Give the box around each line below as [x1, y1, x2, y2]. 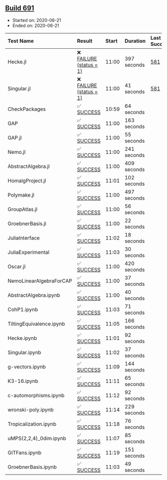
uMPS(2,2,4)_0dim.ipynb [7, 435, 66, 442]
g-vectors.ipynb [7, 363, 46, 370]
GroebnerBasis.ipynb [7, 463, 57, 470]
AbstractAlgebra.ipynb [7, 291, 61, 298]
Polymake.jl [7, 191, 35, 198]
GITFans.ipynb [7, 449, 42, 456]
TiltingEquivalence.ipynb [7, 320, 66, 327]
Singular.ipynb [7, 349, 41, 356]
